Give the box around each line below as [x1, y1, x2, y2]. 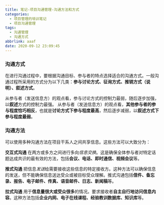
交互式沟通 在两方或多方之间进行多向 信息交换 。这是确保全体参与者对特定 [5, 150, 152, 156]
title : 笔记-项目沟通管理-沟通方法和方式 [5, 7, 80, 12]
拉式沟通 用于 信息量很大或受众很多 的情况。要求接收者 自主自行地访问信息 [5, 189, 152, 195]
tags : [5, 25, 16, 30]
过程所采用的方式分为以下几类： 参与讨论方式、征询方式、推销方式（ [9, 79, 146, 85]
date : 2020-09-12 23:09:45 [5, 44, 60, 48]
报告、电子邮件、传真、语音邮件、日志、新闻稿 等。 [13, 178, 116, 184]
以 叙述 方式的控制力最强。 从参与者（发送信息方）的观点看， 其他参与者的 [5, 101, 152, 107]
